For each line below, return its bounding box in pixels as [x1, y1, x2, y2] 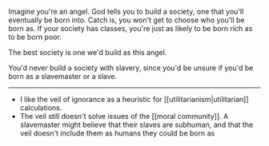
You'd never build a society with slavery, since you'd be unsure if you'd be [8, 63, 254, 73]
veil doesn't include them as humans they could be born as [19, 128, 215, 138]
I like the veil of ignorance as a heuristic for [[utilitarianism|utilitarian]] [19, 95, 250, 104]
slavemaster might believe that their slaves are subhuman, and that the [19, 120, 254, 129]
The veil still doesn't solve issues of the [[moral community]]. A [19, 112, 229, 120]
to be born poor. [8, 32, 62, 41]
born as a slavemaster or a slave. [8, 72, 118, 81]
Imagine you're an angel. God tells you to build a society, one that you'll [8, 7, 244, 16]
